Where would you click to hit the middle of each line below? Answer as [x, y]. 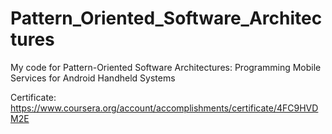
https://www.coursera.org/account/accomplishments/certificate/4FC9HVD [164, 108]
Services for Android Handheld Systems [93, 78]
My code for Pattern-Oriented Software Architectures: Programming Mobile [166, 67]
